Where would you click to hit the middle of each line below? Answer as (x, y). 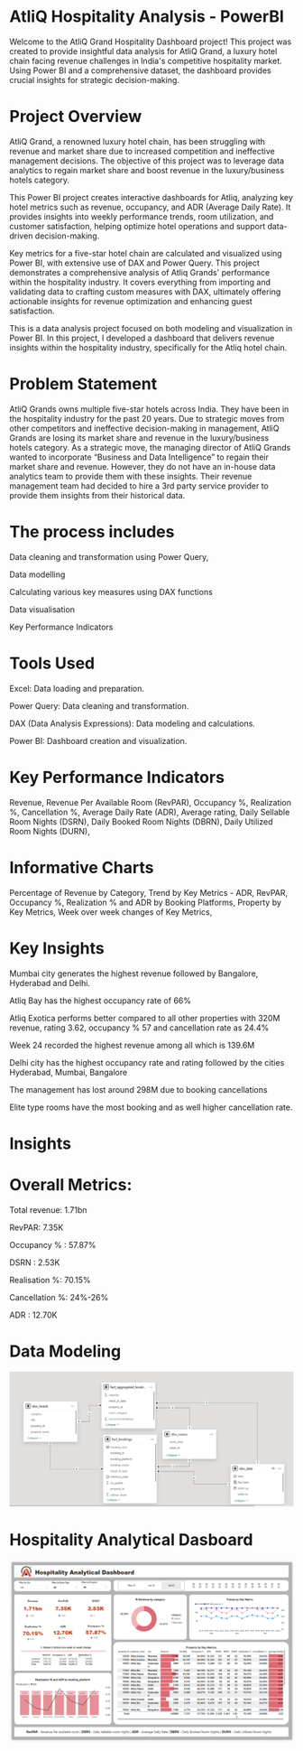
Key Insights (57, 948)
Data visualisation (42, 609)
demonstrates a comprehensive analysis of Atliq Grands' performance (140, 272)
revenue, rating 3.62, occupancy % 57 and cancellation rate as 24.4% (139, 1028)
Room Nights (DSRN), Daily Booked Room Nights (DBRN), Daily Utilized (141, 821)
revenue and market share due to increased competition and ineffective (142, 151)
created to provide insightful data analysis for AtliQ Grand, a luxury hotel (143, 51)
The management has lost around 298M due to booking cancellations (138, 1089)
